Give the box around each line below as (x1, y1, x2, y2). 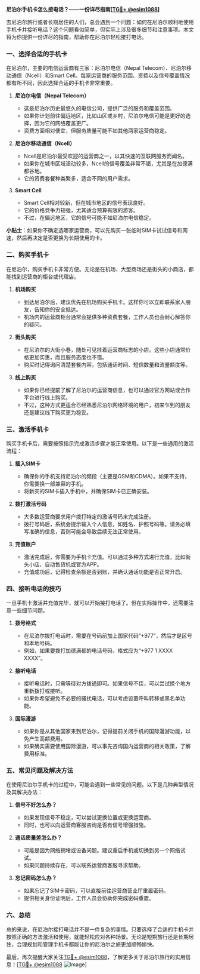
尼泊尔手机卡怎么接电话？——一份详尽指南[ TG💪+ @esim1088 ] (6, 6, 160, 13)
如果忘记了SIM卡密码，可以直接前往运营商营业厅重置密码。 (23, 887, 169, 895)
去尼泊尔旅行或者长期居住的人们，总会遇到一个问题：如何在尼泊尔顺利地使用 (6, 19, 194, 26)
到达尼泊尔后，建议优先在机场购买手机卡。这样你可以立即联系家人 (23, 298, 186, 305)
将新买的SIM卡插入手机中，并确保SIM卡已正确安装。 (23, 487, 153, 494)
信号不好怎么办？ (14, 801, 57, 809)
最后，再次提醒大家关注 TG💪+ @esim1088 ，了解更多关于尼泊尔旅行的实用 (6, 953, 186, 960)
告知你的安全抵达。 (34, 306, 82, 313)
